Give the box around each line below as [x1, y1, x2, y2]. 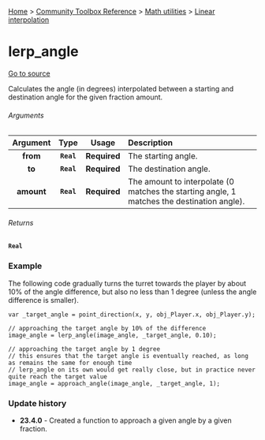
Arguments [8, 110, 45, 120]
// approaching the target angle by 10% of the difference [8, 324, 207, 332]
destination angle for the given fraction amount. [8, 92, 163, 102]
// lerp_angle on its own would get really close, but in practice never [8, 366, 256, 374]
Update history [8, 397, 67, 408]
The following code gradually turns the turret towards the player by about [8, 278, 247, 288]
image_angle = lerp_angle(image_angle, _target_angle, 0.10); [8, 331, 217, 339]
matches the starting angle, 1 [128, 186, 237, 197]
